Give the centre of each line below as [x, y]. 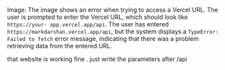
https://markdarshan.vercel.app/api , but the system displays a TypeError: [113, 31]
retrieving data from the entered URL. [60, 46]
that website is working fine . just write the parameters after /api [97, 59]
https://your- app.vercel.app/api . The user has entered [88, 24]
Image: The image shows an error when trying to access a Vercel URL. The [113, 10]
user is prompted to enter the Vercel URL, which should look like [97, 17]
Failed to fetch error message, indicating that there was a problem [103, 39]
